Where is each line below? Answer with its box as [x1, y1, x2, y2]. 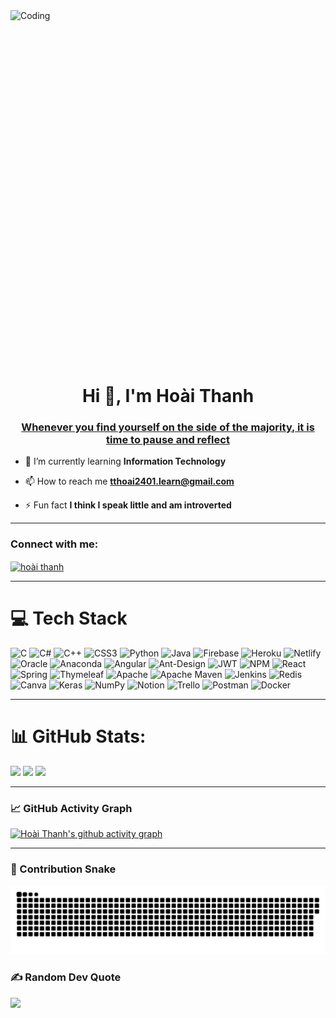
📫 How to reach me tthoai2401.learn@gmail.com [24, 475, 235, 488]
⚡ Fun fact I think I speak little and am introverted [24, 499, 232, 511]
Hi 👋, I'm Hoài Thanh [81, 385, 255, 407]
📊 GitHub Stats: [10, 725, 147, 748]
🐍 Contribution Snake [10, 862, 117, 876]
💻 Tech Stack [10, 607, 128, 630]
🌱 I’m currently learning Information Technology [24, 455, 227, 468]
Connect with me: [10, 537, 99, 551]
